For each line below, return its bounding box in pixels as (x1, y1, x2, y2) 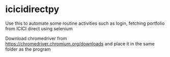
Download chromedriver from (5, 35, 67, 41)
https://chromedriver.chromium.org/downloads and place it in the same (5, 40, 155, 46)
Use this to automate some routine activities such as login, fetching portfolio (5, 20, 165, 26)
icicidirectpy (5, 4, 60, 15)
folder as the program (5, 46, 51, 52)
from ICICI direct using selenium (5, 25, 73, 31)
